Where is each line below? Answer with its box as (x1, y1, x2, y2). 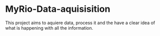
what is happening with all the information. (5, 25, 94, 31)
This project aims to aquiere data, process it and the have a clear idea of (5, 20, 155, 26)
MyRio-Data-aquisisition (5, 3, 111, 15)
